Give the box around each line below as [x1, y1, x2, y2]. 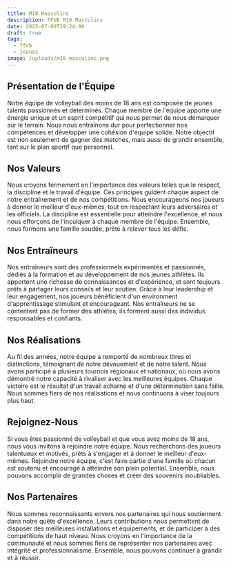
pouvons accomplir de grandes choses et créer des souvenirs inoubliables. [7, 471, 221, 480]
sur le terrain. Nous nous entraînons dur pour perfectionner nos [7, 121, 188, 129]
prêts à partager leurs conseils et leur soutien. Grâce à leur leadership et [7, 285, 214, 293]
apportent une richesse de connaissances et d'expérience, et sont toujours [7, 278, 221, 286]
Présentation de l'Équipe [7, 81, 115, 92]
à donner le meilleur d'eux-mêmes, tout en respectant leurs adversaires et [7, 203, 218, 211]
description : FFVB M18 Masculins [7, 17, 103, 23]
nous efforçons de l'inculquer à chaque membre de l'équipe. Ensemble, [7, 218, 210, 226]
